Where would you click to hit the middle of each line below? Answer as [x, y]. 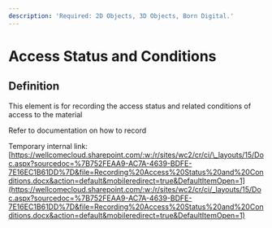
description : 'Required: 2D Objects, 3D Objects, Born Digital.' [121, 16]
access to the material [45, 114]
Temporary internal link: [48, 146]
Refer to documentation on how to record [78, 130]
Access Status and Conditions [112, 56]
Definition [34, 86]
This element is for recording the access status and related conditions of [130, 106]
